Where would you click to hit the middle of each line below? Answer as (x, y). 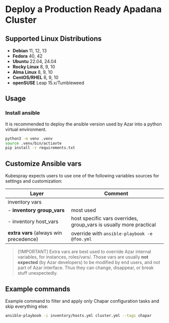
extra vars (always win (35, 233)
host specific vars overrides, (105, 219)
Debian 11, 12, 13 (29, 51)
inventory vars (25, 202)
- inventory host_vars (33, 222)
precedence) (23, 239)
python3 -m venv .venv (29, 139)
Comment (116, 193)
